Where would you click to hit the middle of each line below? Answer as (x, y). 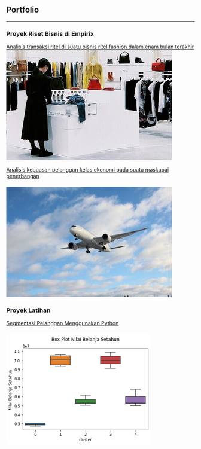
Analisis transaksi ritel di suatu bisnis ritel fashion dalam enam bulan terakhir (100, 47)
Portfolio (23, 10)
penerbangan (23, 176)
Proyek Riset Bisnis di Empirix (50, 33)
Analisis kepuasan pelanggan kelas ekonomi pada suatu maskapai (88, 170)
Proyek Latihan (28, 310)
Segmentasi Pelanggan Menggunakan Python (63, 323)
